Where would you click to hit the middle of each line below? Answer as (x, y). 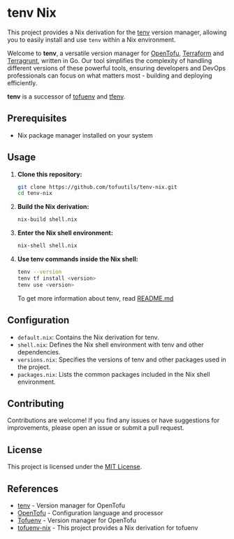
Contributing (36, 403)
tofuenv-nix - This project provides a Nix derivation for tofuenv (108, 527)
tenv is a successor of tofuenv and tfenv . (66, 96)
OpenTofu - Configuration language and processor (90, 512)
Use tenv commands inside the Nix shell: (78, 259)
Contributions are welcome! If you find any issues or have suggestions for (114, 420)
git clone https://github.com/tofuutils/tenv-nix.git (97, 187)
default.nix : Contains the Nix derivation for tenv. (88, 337)
